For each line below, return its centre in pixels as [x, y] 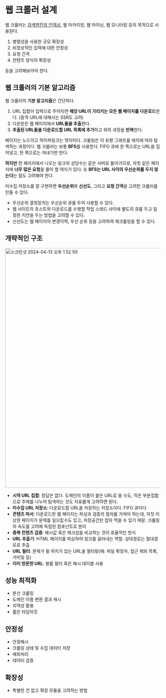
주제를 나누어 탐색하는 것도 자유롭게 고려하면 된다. [70, 501]
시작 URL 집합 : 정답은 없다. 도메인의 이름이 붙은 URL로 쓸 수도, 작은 [77, 495]
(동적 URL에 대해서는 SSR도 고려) [51, 117]
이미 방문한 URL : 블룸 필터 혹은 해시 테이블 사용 [58, 563]
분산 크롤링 [23, 593]
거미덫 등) [22, 557]
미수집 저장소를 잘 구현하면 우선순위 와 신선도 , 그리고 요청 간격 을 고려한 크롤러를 [82, 186]
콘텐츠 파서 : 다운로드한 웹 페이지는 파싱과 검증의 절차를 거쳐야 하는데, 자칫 [83, 514]
